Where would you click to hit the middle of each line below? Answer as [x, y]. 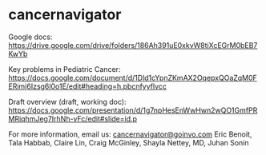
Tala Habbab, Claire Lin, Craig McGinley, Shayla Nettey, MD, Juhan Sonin [129, 142]
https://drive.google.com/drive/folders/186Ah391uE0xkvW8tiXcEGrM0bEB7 [133, 45]
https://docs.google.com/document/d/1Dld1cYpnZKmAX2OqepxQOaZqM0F [133, 77]
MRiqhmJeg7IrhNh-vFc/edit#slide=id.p [73, 118]
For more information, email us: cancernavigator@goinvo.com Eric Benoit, [130, 134]
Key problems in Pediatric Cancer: [64, 69]
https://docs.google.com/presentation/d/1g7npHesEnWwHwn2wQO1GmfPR [133, 110]
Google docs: [30, 37]
